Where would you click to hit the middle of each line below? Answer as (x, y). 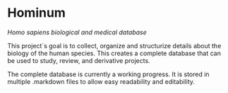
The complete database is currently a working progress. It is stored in (108, 74)
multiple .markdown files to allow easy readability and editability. (101, 81)
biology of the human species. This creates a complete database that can (114, 53)
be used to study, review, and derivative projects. (79, 60)
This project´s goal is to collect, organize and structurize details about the (114, 45)
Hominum (36, 13)
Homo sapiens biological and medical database (77, 32)
